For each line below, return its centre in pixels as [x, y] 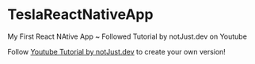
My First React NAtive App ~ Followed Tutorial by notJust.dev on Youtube [127, 36]
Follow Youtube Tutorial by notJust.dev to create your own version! [117, 51]
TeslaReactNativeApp [80, 15]
